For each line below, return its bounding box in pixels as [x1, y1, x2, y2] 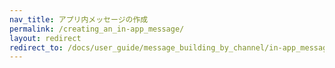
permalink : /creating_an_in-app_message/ [9, 24, 185, 34]
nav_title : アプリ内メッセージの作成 [9, 14, 149, 25]
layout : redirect [9, 33, 82, 43]
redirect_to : [9, 42, 64, 53]
